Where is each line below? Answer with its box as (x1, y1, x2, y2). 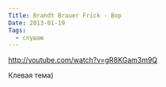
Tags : (8, 26, 26, 34)
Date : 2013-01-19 (8, 19, 66, 27)
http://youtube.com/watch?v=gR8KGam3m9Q (8, 55, 158, 65)
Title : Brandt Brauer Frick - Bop (8, 11, 123, 20)
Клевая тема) (8, 70, 54, 80)
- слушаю (15, 33, 44, 42)
